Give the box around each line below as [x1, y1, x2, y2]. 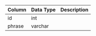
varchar [31, 23, 49, 29]
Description [60, 6, 89, 13]
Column [7, 6, 27, 13]
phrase [7, 23, 24, 29]
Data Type [31, 6, 56, 13]
